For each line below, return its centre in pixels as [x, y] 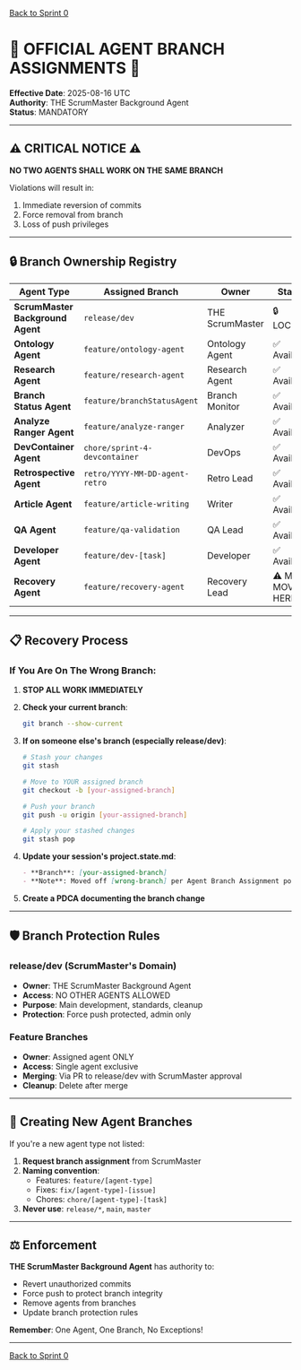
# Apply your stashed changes [79, 831]
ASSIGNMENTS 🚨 [75, 69]
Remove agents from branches [79, 1303]
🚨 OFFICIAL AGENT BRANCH [117, 49]
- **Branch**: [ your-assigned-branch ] [95, 873]
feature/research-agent [134, 375]
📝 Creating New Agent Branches [101, 1122]
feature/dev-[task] [125, 555]
